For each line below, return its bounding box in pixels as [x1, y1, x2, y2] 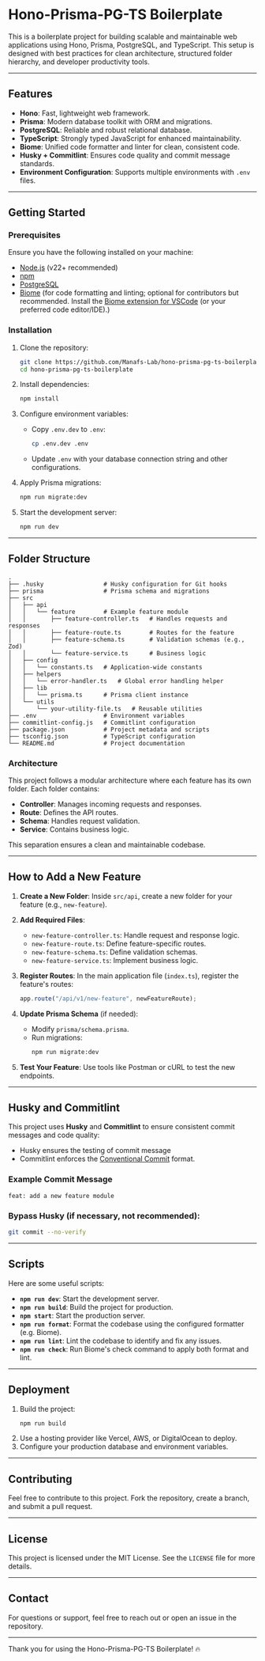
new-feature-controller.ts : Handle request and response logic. [31, 930, 241, 939]
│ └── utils [8, 698, 55, 706]
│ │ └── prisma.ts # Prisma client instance [8, 691, 189, 699]
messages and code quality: [8, 1130, 100, 1140]
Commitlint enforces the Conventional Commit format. [19, 1154, 196, 1164]
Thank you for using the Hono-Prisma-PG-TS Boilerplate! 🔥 [8, 1644, 201, 1653]
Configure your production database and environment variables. [19, 1442, 229, 1451]
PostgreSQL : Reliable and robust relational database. [19, 125, 192, 135]
